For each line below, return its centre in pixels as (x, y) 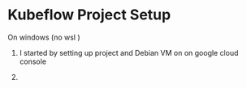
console (32, 61)
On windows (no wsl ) (44, 37)
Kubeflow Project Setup (89, 15)
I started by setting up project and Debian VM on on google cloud (129, 52)
